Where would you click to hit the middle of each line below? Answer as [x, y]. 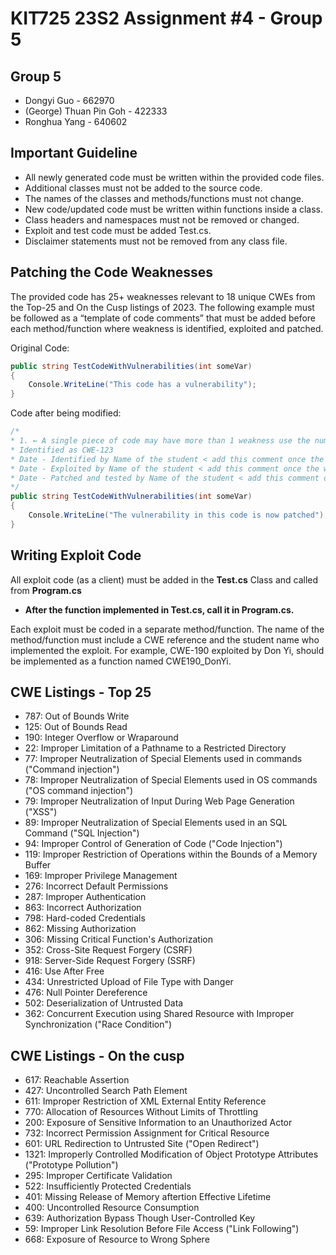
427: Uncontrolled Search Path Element [106, 1091]
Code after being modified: [66, 413]
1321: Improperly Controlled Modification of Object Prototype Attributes [171, 1154]
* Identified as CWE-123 [62, 450]
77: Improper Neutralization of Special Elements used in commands [163, 759]
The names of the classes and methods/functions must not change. [164, 198]
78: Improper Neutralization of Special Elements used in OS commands [171, 780]
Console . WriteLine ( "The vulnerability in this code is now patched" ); [178, 515]
